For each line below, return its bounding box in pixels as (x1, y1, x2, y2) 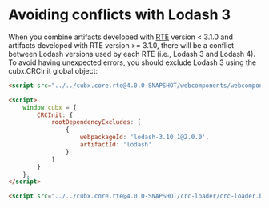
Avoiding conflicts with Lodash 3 (8, 6, 231, 24)
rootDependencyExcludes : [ (50, 118, 142, 126)
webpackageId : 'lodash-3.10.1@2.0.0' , (79, 134, 210, 142)
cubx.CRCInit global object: (8, 66, 98, 75)
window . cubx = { (22, 103, 78, 111)
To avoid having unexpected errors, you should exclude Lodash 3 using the (8, 58, 257, 67)
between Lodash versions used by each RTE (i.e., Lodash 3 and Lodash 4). (8, 49, 256, 58)
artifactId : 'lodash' (79, 141, 152, 149)
